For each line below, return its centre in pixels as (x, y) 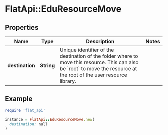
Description (100, 42)
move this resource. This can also (99, 62)
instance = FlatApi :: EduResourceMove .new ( (50, 119)
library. (68, 81)
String (48, 66)
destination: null (29, 124)
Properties (22, 28)
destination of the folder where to (99, 56)
